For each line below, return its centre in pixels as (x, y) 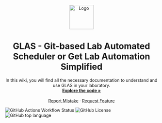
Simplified (81, 67)
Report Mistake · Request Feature (81, 101)
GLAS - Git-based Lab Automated (81, 46)
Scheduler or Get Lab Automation (81, 56)
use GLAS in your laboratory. (81, 85)
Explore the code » (81, 90)
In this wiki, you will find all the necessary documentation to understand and (81, 80)
